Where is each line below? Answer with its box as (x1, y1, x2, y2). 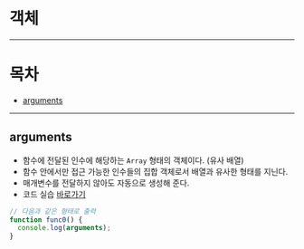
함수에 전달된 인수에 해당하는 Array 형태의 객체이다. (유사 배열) (22, 155, 244, 166)
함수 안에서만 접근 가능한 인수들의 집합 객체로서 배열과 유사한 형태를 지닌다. (22, 166, 289, 177)
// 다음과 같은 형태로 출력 (9, 206, 97, 215)
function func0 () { (9, 215, 83, 225)
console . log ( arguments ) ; (17, 224, 111, 233)
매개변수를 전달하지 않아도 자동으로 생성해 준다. (22, 177, 190, 188)
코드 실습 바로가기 (22, 188, 86, 199)
